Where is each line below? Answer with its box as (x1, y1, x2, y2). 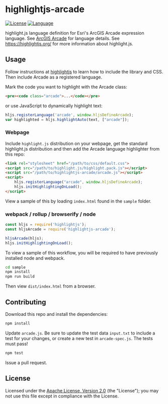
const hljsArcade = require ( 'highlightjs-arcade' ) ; (5, 227, 116, 232)
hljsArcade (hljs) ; (5, 236, 44, 241)
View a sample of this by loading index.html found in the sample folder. (5, 198, 152, 204)
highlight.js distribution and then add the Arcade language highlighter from (5, 146, 160, 152)
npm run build (5, 274, 35, 279)
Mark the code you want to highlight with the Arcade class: (5, 84, 127, 90)
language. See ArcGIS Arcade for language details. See (5, 35, 120, 41)
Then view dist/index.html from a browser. (5, 283, 96, 289)
